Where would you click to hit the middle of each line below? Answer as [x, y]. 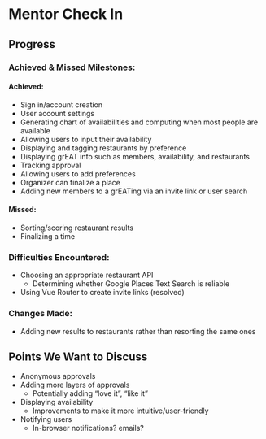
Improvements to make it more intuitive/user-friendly [120, 411]
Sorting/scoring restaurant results [77, 228]
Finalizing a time [48, 236]
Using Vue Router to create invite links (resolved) [102, 293]
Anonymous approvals [58, 376]
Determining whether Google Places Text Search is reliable [131, 284]
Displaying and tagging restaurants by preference [103, 148]
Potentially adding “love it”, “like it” [90, 393]
